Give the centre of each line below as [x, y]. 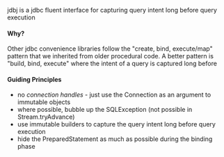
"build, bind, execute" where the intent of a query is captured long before [112, 64]
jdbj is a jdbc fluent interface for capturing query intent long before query [112, 10]
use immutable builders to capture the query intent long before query [116, 124]
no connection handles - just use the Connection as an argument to [114, 95]
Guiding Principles [34, 79]
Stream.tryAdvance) [46, 117]
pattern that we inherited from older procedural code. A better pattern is [111, 56]
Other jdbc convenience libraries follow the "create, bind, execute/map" [110, 49]
